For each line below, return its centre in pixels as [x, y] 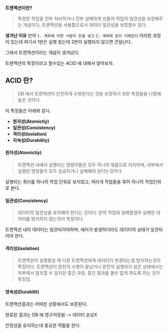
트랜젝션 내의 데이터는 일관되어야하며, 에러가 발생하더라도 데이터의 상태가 [77, 230]
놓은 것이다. [29, 100]
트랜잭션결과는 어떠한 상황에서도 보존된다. [46, 304]
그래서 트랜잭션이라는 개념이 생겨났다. [42, 53]
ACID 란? [19, 81]
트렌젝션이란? [19, 8]
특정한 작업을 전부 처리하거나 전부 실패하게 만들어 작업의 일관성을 [81, 19]
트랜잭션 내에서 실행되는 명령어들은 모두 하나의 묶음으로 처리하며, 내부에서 [90, 165]
